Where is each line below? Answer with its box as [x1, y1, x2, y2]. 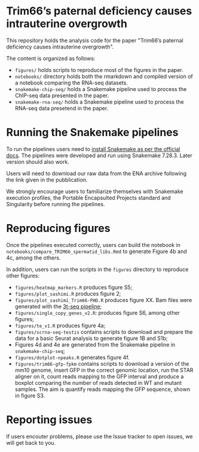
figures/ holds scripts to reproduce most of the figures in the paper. [14, 66, 183, 73]
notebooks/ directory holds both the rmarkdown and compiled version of [14, 73, 193, 80]
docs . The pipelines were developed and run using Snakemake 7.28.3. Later [6, 152, 192, 159]
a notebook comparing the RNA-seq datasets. [14, 79, 128, 86]
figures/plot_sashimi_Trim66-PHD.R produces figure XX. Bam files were [14, 296, 192, 303]
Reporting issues [6, 413, 93, 426]
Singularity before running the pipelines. [6, 200, 105, 207]
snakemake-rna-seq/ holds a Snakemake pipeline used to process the [14, 98, 184, 106]
